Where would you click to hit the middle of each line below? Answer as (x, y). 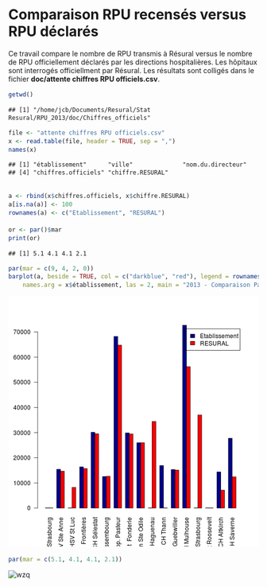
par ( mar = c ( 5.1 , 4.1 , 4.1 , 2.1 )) (66, 560)
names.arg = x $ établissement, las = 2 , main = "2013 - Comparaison (136, 285)
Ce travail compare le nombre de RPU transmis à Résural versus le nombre (130, 53)
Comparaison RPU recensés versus (127, 15)
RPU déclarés (54, 31)
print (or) (25, 238)
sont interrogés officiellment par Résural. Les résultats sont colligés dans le (131, 70)
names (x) (23, 150)
